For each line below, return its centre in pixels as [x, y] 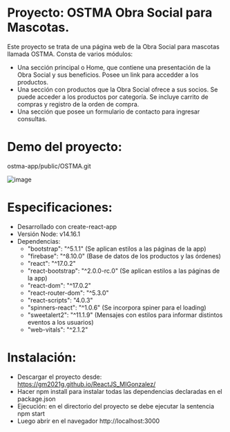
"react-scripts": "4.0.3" [60, 300]
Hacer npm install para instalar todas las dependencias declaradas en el [119, 391]
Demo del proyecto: [65, 147]
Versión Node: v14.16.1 [49, 234]
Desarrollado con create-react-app [67, 226]
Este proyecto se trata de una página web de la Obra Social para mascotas [113, 46]
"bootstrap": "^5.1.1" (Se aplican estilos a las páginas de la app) [117, 249]
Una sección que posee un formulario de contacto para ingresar [108, 111]
